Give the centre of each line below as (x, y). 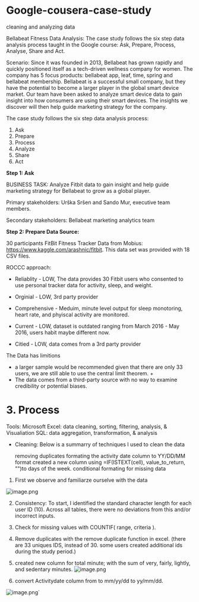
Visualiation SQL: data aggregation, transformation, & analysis (82, 432)
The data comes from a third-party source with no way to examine (96, 380)
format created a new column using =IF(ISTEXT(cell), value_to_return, (100, 462)
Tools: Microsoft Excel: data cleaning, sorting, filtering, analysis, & (87, 427)
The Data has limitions (33, 355)
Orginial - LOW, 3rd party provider (56, 297)
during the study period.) (45, 551)
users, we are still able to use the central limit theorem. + (84, 373)
